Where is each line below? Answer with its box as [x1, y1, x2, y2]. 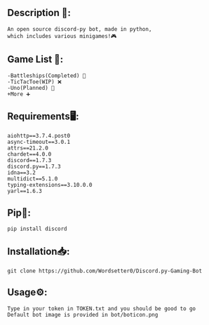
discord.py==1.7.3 [7, 163, 61, 171]
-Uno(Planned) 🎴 [7, 84, 55, 91]
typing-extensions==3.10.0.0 [7, 182, 93, 189]
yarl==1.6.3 [7, 187, 42, 195]
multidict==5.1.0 [7, 175, 58, 183]
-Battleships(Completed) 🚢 [7, 72, 86, 79]
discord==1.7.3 [7, 157, 52, 164]
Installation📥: [7, 245, 70, 257]
